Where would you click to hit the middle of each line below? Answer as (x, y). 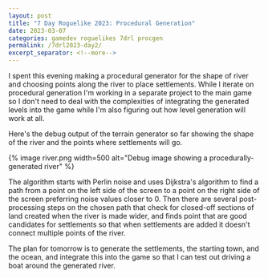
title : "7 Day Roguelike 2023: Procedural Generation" (102, 23)
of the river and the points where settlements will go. (95, 142)
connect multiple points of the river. (67, 233)
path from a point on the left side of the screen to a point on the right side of (134, 190)
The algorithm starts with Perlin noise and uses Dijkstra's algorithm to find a (134, 182)
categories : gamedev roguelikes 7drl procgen (85, 38)
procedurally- (231, 158)
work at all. (26, 118)
